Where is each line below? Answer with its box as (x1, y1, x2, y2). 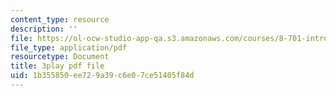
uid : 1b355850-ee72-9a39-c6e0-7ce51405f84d (10, 71, 195, 81)
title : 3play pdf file (10, 61, 105, 71)
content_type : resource (10, 14, 110, 25)
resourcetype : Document (10, 52, 110, 62)
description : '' (10, 24, 78, 34)
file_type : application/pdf (10, 42, 128, 53)
